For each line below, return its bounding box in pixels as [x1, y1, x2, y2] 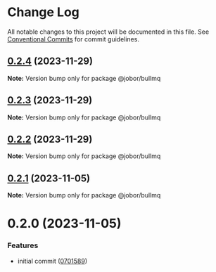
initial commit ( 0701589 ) [17, 257, 88, 265]
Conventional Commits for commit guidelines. [7, 34, 139, 43]
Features [7, 240, 39, 250]
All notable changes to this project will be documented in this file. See [7, 27, 210, 36]
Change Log [7, 4, 80, 20]
